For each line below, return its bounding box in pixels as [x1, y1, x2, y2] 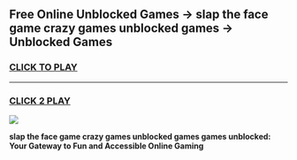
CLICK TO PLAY [9, 61, 78, 73]
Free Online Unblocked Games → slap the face [9, 7, 269, 22]
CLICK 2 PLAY [9, 95, 71, 107]
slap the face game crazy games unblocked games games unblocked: [9, 131, 271, 141]
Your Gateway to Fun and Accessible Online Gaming [9, 141, 204, 151]
